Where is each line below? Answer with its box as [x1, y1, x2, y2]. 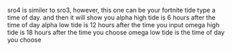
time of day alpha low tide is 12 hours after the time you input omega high [7, 21, 220, 29]
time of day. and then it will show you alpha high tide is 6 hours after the [7, 13, 216, 22]
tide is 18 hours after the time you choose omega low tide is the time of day [7, 28, 225, 36]
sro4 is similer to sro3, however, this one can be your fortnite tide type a [7, 6, 216, 14]
